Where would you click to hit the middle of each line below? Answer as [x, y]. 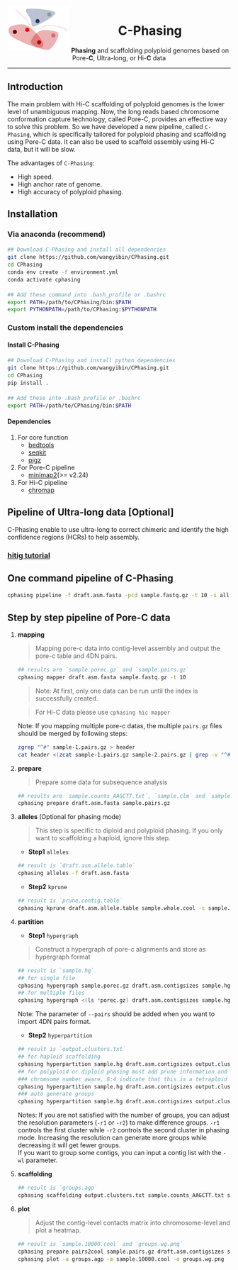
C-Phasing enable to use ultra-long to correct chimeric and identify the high [118, 529]
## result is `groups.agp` [57, 1188]
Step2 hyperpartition [60, 1035]
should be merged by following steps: [73, 733]
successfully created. [67, 698]
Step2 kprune [47, 887]
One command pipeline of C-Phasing [90, 578]
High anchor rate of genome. [60, 184]
